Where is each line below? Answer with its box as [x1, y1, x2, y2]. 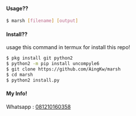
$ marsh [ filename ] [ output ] [6, 18, 78, 24]
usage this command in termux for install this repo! [6, 44, 131, 51]
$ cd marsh [6, 72, 33, 78]
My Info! [6, 90, 28, 97]
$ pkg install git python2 [6, 55, 73, 62]
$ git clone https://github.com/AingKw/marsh [6, 66, 121, 72]
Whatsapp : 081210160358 [6, 103, 71, 110]
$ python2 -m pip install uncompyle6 [6, 61, 100, 67]
